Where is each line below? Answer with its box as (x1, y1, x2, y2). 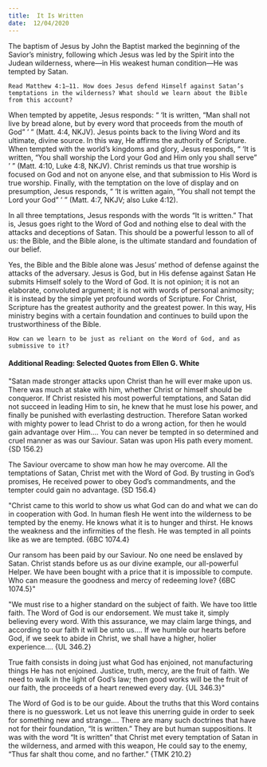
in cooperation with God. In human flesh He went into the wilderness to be (8, 509, 253, 519)
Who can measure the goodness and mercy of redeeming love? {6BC (8, 575, 236, 585)
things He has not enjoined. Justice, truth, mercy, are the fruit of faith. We (8, 666, 249, 675)
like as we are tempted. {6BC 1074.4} (8, 535, 130, 544)
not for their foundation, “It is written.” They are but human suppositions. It (8, 724, 253, 733)
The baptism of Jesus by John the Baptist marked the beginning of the (8, 41, 241, 50)
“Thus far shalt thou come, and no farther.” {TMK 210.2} (8, 749, 192, 759)
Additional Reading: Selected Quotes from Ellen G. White (8, 359, 200, 368)
